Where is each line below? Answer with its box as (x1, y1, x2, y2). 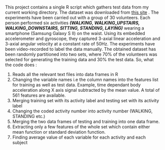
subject (12, 140, 28, 145)
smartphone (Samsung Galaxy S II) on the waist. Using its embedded (5, 31, 145, 36)
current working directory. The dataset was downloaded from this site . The (5, 9, 159, 15)
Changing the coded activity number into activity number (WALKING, (12, 108, 153, 114)
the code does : (5, 62, 37, 68)
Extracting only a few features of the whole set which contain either (12, 124, 150, 130)
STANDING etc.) (12, 113, 45, 119)
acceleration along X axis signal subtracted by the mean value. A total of (12, 87, 160, 93)
